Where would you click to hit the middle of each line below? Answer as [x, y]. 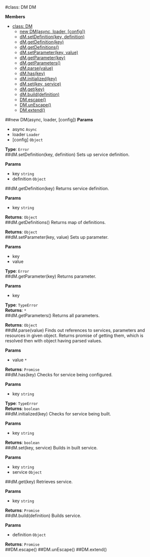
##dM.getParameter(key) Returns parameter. [51, 276]
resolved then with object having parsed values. [54, 341]
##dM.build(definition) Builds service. [43, 516]
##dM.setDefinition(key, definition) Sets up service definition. [67, 154]
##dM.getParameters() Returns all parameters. [52, 316]
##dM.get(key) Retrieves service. [39, 482]
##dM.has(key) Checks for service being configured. [59, 375]
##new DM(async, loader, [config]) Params [49, 120]
